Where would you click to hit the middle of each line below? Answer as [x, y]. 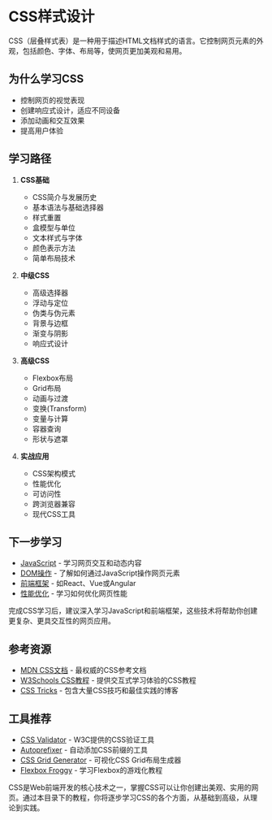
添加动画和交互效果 [52, 120]
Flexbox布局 [53, 378]
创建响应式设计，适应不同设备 [70, 110]
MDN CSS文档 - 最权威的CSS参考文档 [83, 670]
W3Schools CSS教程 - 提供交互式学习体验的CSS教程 [108, 680]
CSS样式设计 [52, 17]
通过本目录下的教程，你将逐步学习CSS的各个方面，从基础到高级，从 [136, 798]
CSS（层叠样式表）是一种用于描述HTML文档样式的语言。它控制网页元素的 [133, 41]
